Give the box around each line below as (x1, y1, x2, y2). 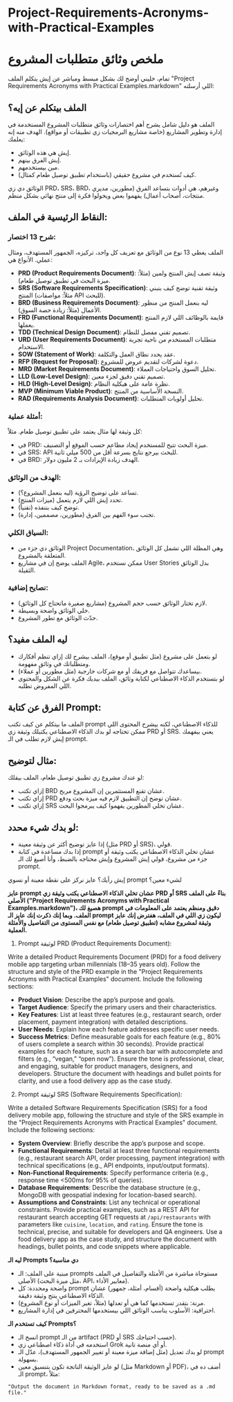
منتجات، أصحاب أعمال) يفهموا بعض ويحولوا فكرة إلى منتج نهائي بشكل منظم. (8, 191, 205, 199)
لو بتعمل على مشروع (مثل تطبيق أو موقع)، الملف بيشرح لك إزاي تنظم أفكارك (17, 652, 217, 660)
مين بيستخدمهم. (17, 163, 59, 171)
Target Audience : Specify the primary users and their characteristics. (17, 1003, 217, 1011)
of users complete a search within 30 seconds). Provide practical (17, 1040, 204, 1048)
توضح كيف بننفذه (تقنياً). (17, 503, 80, 511)
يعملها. (17, 320, 35, 329)
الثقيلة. (17, 565, 36, 574)
